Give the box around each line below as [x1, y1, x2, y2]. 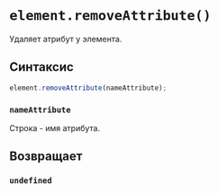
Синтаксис [9, 59, 74, 75]
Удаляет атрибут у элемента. [9, 33, 123, 44]
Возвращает [9, 149, 83, 164]
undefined [9, 176, 52, 186]
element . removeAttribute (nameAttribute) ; [9, 83, 168, 92]
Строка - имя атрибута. [9, 122, 101, 133]
